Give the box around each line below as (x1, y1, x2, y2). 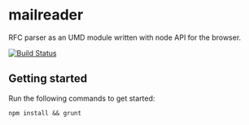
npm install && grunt (8, 109, 82, 117)
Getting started (8, 71, 88, 86)
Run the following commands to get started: (8, 93, 155, 103)
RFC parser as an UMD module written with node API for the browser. (8, 32, 242, 42)
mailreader (8, 6, 84, 24)
